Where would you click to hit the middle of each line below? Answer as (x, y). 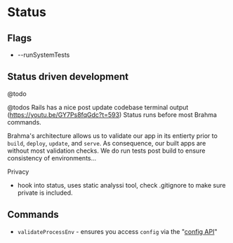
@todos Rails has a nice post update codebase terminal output (98, 107)
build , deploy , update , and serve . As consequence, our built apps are (107, 143)
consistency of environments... (52, 158)
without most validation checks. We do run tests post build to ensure (106, 151)
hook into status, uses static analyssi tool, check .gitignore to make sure (121, 185)
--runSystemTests (44, 55)
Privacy (18, 172)
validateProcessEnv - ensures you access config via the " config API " (117, 231)
